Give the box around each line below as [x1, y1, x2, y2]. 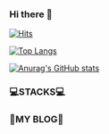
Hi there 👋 [9, 8, 54, 21]
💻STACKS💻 [9, 86, 65, 98]
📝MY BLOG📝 [9, 113, 64, 126]
